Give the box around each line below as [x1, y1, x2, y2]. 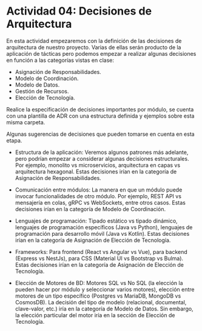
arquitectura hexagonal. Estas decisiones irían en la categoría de [15, 168, 177, 175]
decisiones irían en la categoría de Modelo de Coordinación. [15, 205, 166, 213]
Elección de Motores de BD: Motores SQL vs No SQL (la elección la [15, 279, 183, 286]
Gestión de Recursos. [15, 87, 69, 95]
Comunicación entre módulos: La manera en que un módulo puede [15, 186, 183, 193]
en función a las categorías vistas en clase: [6, 56, 114, 64]
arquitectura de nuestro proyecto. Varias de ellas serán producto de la [6, 44, 181, 51]
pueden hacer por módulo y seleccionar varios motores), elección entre [15, 286, 195, 293]
